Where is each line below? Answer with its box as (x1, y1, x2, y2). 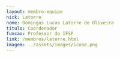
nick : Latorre (6, 14, 42, 20)
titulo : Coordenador (6, 25, 58, 31)
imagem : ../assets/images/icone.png (6, 42, 98, 48)
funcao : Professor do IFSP (6, 31, 74, 37)
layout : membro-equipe (6, 8, 63, 15)
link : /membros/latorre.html (6, 36, 79, 42)
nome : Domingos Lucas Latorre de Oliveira (6, 20, 114, 26)
